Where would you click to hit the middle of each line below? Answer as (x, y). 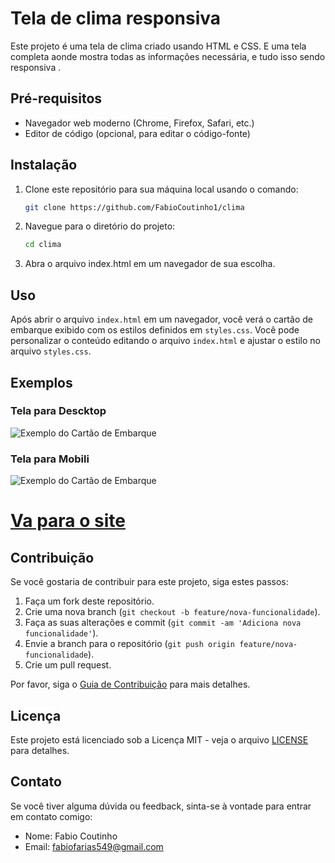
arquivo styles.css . (51, 351)
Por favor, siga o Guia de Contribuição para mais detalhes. (130, 684)
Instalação (44, 165)
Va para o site (68, 521)
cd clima (43, 245)
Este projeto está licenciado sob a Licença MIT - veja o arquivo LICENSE (159, 739)
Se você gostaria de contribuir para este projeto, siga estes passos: (149, 582)
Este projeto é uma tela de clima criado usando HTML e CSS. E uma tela (158, 46)
